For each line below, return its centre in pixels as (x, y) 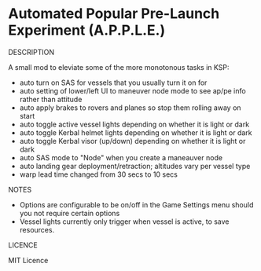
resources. (37, 229)
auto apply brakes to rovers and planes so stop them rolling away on (130, 108)
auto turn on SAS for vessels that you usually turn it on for (113, 82)
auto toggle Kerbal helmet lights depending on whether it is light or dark (136, 132)
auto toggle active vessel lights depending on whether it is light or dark (134, 124)
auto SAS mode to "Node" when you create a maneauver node (121, 157)
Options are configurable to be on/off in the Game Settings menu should (136, 204)
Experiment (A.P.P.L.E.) (87, 30)
